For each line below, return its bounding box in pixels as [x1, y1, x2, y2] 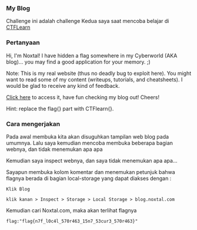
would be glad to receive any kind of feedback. [6, 82, 121, 89]
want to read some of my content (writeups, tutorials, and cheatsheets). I [6, 75, 183, 83]
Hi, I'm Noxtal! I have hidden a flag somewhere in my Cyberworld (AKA [6, 52, 178, 59]
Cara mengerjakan [6, 120, 61, 128]
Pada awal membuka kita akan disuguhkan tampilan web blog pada [6, 133, 169, 140]
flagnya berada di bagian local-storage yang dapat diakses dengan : [6, 175, 172, 182]
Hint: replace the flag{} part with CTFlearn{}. [6, 105, 114, 112]
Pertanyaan [6, 38, 40, 47]
